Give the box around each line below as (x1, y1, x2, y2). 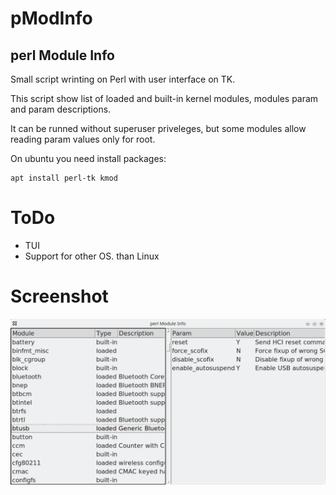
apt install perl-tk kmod (10, 173, 118, 183)
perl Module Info (10, 47, 115, 64)
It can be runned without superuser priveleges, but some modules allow (10, 123, 307, 134)
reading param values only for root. (10, 133, 156, 145)
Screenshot (10, 285, 109, 308)
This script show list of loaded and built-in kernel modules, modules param (10, 93, 319, 104)
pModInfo (10, 7, 93, 30)
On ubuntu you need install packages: (10, 153, 167, 164)
